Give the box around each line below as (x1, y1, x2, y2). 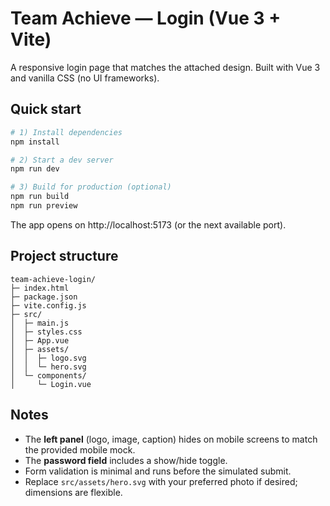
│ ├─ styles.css (10, 327, 83, 337)
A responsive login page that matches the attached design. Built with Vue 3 (10, 61, 321, 73)
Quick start (10, 101, 82, 118)
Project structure (10, 248, 119, 265)
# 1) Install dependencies (10, 127, 123, 137)
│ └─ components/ (10, 370, 87, 381)
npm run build (10, 192, 70, 202)
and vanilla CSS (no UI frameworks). (10, 72, 160, 84)
